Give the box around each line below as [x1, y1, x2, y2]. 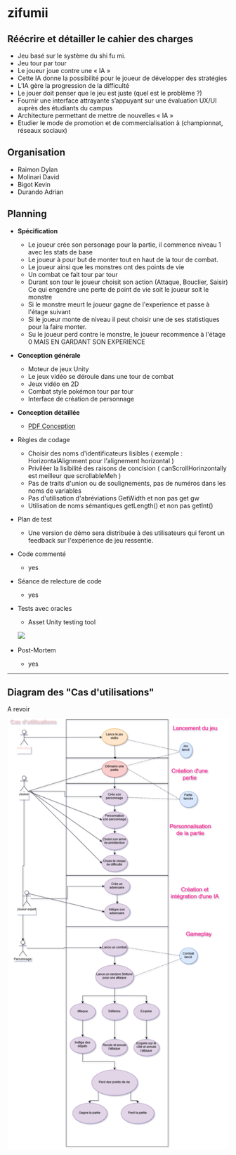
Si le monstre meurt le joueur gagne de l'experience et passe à [27, 300, 210, 309]
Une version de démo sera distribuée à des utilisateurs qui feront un [27, 529, 225, 537]
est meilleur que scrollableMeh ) [27, 471, 122, 479]
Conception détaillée [17, 408, 80, 416]
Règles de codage [17, 435, 70, 444]
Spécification [17, 226, 58, 235]
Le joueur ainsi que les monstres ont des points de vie [27, 262, 185, 271]
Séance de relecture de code [17, 576, 102, 585]
